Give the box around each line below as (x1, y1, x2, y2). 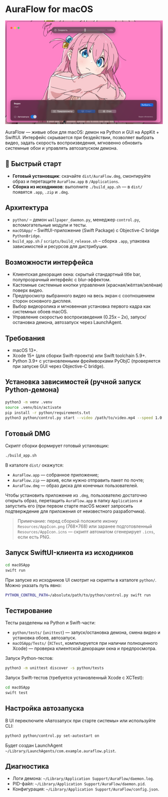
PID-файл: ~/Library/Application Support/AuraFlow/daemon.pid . (12, 781, 146, 787)
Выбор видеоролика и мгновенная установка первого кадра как (12, 303, 151, 309)
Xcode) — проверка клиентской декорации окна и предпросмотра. (12, 645, 156, 651)
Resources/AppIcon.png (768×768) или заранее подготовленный (17, 523, 152, 529)
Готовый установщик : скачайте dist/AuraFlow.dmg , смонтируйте (12, 173, 151, 179)
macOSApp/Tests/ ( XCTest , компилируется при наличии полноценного (12, 640, 158, 646)
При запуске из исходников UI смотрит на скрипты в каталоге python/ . (5, 577, 156, 583)
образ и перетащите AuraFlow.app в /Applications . (12, 178, 119, 184)
